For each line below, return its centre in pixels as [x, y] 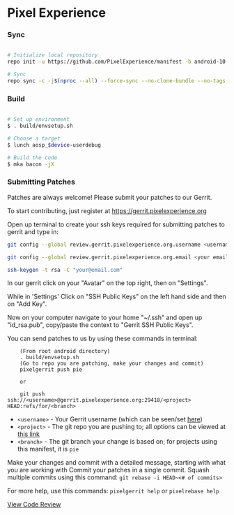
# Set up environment [39, 119]
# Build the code [32, 158]
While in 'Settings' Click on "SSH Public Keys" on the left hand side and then [117, 297]
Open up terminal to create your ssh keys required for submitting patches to [116, 224]
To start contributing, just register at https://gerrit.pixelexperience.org [107, 210]
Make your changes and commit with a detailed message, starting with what [117, 463]
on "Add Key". [27, 304]
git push [32, 394]
